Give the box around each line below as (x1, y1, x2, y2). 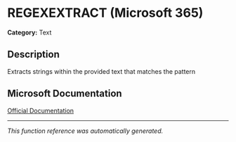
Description (7, 49, 60, 60)
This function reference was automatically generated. (7, 127, 164, 135)
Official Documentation (7, 106, 74, 115)
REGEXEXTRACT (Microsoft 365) (7, 5, 204, 21)
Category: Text (7, 28, 52, 37)
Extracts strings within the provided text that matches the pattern (7, 67, 196, 75)
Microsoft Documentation (7, 88, 122, 100)
